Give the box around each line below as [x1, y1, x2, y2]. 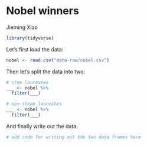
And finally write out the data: [6, 122, 78, 129]
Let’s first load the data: [6, 46, 64, 53]
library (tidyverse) [6, 35, 54, 41]
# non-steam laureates [6, 101, 62, 107]
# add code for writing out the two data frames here [6, 134, 142, 140]
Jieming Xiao [6, 24, 38, 31]
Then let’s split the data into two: [6, 68, 86, 75]
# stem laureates [6, 79, 49, 85]
